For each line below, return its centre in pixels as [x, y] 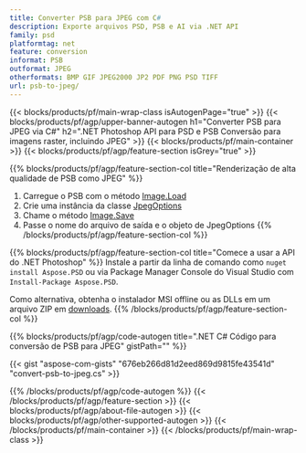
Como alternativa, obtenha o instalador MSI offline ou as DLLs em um [140, 299]
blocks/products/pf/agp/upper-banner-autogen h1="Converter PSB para [145, 121]
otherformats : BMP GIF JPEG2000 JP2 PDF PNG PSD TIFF [114, 78]
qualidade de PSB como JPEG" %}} [76, 178]
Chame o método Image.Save [79, 215]
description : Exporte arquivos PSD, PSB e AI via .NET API [124, 26]
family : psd [32, 35]
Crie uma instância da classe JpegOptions [102, 205]
